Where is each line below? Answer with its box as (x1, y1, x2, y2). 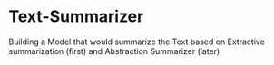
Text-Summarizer (8, 6, 144, 27)
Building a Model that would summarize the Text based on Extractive (8, 36, 265, 47)
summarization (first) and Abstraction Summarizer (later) (8, 45, 220, 56)
